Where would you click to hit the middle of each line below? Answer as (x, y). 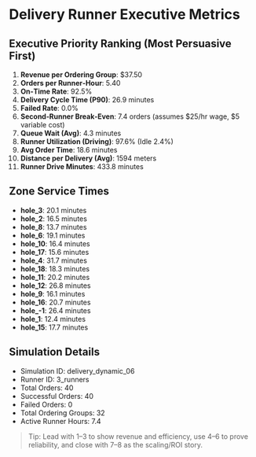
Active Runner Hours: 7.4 (60, 421)
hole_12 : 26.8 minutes (55, 286)
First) (22, 55)
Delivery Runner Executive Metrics (124, 15)
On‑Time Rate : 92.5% (56, 91)
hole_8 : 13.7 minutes (53, 227)
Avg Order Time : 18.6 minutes (69, 150)
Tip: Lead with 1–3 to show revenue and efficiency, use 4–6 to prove (138, 436)
